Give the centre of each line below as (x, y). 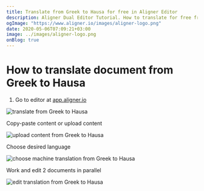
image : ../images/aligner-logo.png (51, 35)
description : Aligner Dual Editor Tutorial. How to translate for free (99, 18)
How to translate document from (90, 70)
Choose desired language (39, 147)
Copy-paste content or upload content (54, 123)
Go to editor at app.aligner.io (51, 99)
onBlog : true (23, 40)
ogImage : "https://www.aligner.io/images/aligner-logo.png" (84, 23)
